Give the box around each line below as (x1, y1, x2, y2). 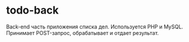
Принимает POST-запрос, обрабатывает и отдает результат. (6, 29, 159, 36)
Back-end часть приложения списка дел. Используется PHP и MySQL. (6, 23, 184, 30)
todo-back (6, 4, 59, 17)
